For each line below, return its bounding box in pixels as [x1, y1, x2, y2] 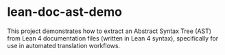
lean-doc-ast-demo [7, 4, 122, 20]
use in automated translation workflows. [7, 41, 121, 49]
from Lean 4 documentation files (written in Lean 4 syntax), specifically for [7, 34, 219, 42]
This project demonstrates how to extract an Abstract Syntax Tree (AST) [7, 27, 211, 35]
